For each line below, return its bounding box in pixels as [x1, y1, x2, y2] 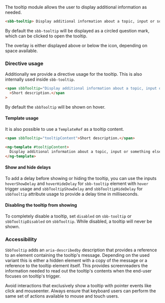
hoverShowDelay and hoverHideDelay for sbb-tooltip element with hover [5, 181, 149, 186]
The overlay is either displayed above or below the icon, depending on [5, 42, 148, 48]
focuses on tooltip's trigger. [5, 273, 61, 279]
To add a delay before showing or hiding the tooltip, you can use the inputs [5, 175, 157, 181]
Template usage [5, 115, 39, 121]
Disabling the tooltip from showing [5, 202, 77, 208]
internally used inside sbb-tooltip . [5, 76, 75, 83]
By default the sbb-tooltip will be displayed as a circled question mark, [5, 28, 150, 33]
